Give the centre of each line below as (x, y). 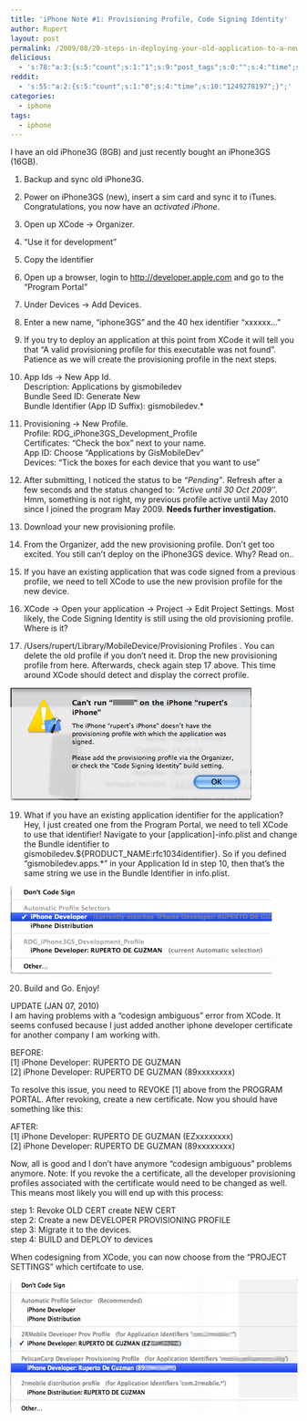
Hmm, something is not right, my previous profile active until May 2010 (156, 499)
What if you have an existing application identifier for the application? (153, 815)
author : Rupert (39, 29)
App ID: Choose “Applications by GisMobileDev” (113, 453)
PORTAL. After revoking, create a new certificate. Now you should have (144, 1099)
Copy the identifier (58, 260)
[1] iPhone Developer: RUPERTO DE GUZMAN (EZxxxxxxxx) (122, 1137)
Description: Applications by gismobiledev (102, 386)
